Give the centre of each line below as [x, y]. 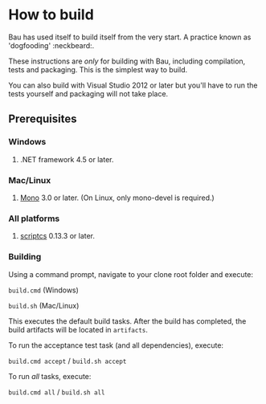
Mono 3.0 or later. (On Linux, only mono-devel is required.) [117, 198]
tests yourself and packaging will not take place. [88, 93]
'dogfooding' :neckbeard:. [51, 45]
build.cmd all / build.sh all [57, 392]
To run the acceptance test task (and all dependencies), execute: [116, 345]
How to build [51, 15]
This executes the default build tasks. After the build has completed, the [127, 321]
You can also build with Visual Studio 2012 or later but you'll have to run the [133, 85]
